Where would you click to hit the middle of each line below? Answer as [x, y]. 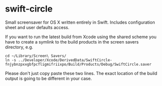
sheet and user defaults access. [37, 27]
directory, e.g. [19, 47]
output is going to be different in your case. [49, 78]
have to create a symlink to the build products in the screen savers [72, 42]
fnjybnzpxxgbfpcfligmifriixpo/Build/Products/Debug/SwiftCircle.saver [78, 64]
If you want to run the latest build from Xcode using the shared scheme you [81, 37]
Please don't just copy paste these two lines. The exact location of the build [81, 73]
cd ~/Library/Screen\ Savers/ [36, 56]
